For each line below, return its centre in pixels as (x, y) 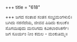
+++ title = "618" (23, 7)
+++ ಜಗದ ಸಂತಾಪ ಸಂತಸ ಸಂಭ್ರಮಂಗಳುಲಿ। (39, 17)
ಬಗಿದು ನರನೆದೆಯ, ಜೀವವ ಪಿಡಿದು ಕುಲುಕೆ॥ (37, 22)
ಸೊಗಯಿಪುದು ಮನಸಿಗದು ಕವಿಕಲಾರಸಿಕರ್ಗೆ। (37, 28)
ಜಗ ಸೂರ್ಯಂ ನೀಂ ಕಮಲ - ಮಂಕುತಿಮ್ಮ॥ (37, 34)
